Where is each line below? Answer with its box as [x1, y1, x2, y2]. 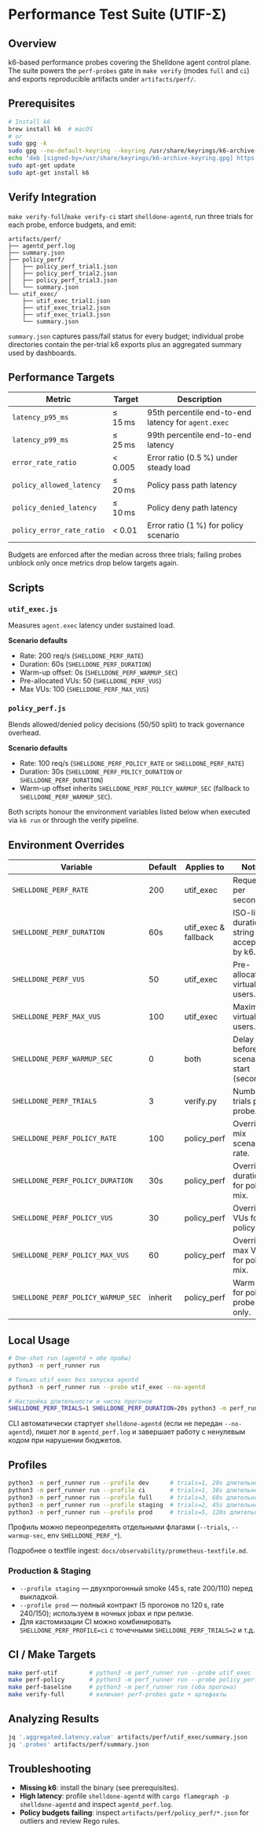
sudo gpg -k [8, 140, 47, 148]
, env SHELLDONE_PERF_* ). [42, 1531, 123, 1540]
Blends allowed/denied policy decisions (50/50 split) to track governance [8, 720, 245, 730]
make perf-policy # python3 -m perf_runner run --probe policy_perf [8, 1676, 258, 1684]
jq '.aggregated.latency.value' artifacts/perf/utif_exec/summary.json [8, 1733, 247, 1741]
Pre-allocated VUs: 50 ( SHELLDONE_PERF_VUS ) [19, 676, 163, 686]
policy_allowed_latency [12, 481, 101, 490]
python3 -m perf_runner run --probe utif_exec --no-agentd [8, 1383, 206, 1391]
